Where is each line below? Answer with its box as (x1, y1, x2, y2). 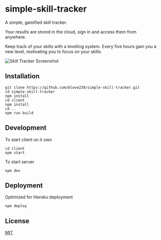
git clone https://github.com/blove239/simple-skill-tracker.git (5, 85, 140, 90)
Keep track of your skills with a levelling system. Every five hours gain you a (5, 43, 157, 49)
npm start (5, 150, 25, 155)
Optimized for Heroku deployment (5, 194, 73, 200)
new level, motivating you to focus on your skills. (5, 49, 102, 54)
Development (5, 124, 47, 132)
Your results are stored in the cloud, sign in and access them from (5, 29, 137, 34)
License (5, 217, 30, 225)
